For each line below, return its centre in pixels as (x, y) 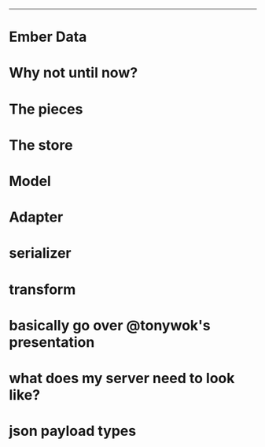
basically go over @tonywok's (110, 325)
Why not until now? (74, 73)
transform (42, 289)
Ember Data (48, 37)
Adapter (36, 217)
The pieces (46, 109)
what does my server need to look (122, 378)
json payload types (73, 431)
